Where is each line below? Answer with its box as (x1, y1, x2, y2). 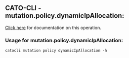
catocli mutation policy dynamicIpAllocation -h (5, 48, 107, 53)
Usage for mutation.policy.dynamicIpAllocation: (5, 37, 124, 44)
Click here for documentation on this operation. (5, 25, 101, 30)
